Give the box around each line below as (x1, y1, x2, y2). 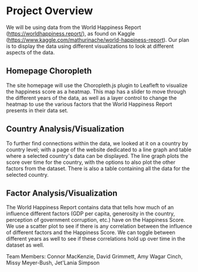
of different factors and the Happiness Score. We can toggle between (6, 229, 176, 236)
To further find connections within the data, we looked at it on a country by (6, 140, 189, 147)
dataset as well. (6, 241, 44, 249)
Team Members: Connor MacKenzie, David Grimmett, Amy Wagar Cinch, (6, 253, 183, 260)
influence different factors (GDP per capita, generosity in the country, (6, 210, 176, 217)
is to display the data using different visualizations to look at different (6, 43, 174, 50)
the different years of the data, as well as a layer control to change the (6, 94, 177, 101)
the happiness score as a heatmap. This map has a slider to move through (6, 88, 186, 95)
